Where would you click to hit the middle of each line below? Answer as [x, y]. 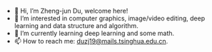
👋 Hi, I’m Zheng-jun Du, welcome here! [71, 11]
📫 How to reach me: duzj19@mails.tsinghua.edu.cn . [91, 41]
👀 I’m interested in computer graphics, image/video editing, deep [110, 18]
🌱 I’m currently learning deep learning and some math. [94, 33]
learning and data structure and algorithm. [76, 26]
